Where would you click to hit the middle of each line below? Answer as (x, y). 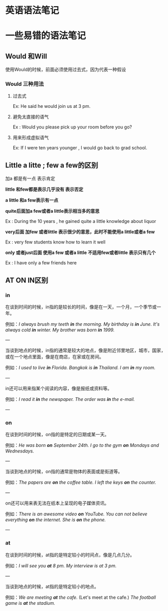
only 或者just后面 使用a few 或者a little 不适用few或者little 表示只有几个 (80, 253)
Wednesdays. (20, 451)
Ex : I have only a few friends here (41, 263)
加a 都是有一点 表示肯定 (30, 178)
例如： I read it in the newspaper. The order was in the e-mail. (70, 399)
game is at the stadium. (30, 603)
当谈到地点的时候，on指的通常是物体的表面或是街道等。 (64, 471)
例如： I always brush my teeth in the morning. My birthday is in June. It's (82, 324)
